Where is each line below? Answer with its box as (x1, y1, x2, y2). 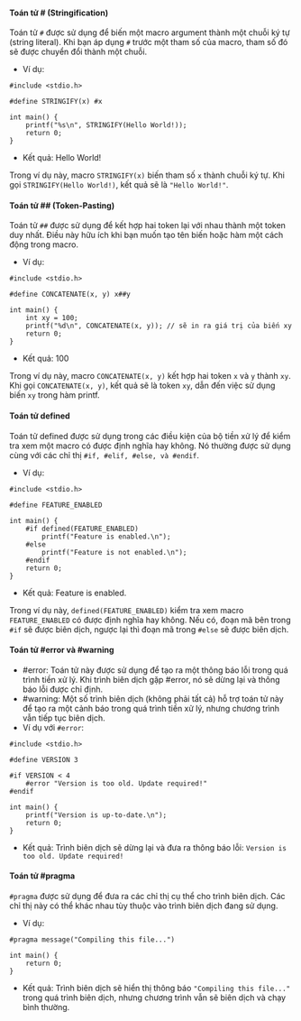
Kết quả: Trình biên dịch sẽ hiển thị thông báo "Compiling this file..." (22, 983, 291, 994)
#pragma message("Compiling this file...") (9, 935, 176, 944)
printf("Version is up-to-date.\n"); (25, 810, 168, 820)
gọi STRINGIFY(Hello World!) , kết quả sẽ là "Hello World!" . (9, 179, 229, 190)
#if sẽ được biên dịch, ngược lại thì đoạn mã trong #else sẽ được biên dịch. (9, 623, 289, 635)
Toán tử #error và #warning (9, 645, 114, 656)
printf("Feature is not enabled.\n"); (41, 547, 187, 556)
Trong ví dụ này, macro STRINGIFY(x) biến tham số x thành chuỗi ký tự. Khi (9, 170, 286, 180)
